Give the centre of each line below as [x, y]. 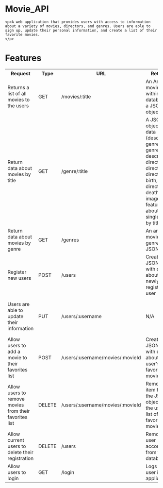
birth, [151, 180]
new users [19, 278]
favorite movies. [23, 34]
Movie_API [27, 9]
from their [19, 411]
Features [23, 58]
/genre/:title [75, 171]
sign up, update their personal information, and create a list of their [81, 30]
